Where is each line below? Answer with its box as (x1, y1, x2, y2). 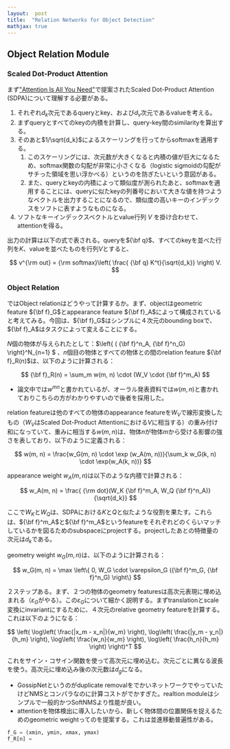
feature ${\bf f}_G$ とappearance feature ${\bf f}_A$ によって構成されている (7, 308, 222, 316)
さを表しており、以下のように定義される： (7, 436, 127, 445)
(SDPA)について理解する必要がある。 (7, 94, 112, 102)
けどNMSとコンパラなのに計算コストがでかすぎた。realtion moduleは (16, 690, 214, 698)
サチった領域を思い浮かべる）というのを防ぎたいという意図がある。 (27, 170, 220, 178)
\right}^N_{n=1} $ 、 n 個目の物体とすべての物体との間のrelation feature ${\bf (7, 348, 222, 357)
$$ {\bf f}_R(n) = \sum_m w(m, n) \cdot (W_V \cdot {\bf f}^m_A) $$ (21, 370, 210, 379)
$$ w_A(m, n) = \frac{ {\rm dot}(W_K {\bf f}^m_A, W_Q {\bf (19, 487, 187, 495)
